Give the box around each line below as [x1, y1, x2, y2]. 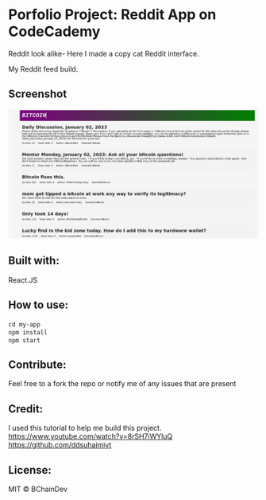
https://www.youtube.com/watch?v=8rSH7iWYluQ [8, 432, 173, 441]
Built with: [8, 254, 60, 268]
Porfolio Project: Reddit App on [8, 6, 217, 24]
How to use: [8, 299, 69, 312]
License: [8, 463, 52, 477]
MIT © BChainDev [8, 484, 68, 494]
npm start [8, 336, 41, 344]
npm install [8, 328, 48, 336]
